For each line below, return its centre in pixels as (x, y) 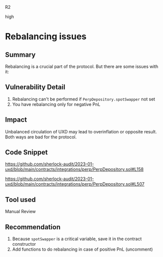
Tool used (20, 200)
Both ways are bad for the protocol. (41, 137)
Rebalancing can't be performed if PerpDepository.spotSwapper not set (84, 99)
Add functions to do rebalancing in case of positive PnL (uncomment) (82, 249)
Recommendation (33, 227)
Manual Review (20, 212)
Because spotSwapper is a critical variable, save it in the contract (77, 239)
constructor (24, 244)
